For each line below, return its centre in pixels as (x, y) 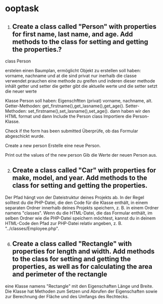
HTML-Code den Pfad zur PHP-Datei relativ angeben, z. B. (64, 223)
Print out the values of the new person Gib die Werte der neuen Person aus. (81, 155)
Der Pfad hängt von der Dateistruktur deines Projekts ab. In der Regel (75, 197)
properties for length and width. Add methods (83, 252)
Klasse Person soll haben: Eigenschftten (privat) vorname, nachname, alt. (79, 101)
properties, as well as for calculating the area (82, 267)
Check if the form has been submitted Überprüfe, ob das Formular (71, 131)
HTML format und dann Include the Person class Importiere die (68, 116)
